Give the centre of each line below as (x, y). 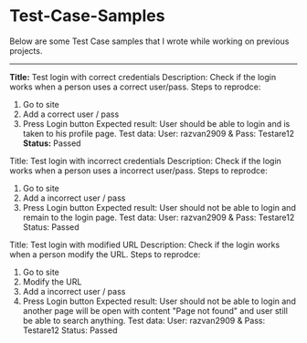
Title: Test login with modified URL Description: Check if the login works (145, 244)
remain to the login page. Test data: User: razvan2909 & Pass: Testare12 (159, 217)
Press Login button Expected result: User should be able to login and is (156, 123)
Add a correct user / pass (71, 114)
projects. (26, 50)
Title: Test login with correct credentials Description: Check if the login (143, 77)
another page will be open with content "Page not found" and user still (155, 310)
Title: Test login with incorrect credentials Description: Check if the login (145, 161)
